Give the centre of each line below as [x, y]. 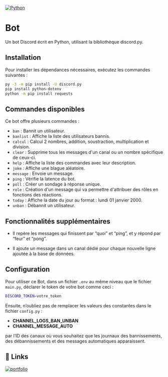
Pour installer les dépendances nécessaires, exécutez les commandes [78, 70]
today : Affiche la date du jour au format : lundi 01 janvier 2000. [77, 200]
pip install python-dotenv [33, 89]
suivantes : [16, 75]
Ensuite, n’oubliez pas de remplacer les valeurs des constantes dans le [78, 305]
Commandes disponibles [45, 109]
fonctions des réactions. [37, 195]
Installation [23, 58]
